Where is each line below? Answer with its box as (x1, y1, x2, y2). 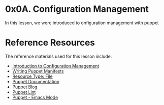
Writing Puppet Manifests (12, 68, 64, 74)
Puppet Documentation (12, 78, 60, 84)
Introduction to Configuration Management (12, 63, 99, 69)
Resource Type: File (12, 73, 53, 79)
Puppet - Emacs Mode (12, 94, 58, 100)
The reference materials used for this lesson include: (5, 53, 112, 59)
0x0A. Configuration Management (5, 3, 149, 15)
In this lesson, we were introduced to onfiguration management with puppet (5, 20, 159, 26)
